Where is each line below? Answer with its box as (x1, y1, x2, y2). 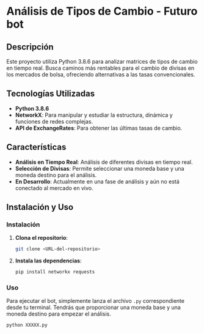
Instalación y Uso (6, 202, 74, 212)
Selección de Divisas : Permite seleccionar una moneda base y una (15, 165, 184, 172)
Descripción (6, 42, 54, 52)
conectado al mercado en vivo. (15, 184, 93, 191)
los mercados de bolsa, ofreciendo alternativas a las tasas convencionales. (6, 71, 195, 78)
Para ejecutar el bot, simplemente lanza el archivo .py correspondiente (6, 297, 185, 305)
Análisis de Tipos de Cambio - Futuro (6, 4, 198, 18)
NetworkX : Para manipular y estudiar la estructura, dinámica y (15, 111, 173, 119)
